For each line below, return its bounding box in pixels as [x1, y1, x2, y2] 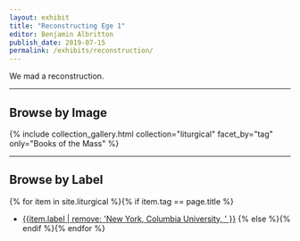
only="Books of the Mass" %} [9, 137, 120, 148]
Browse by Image [9, 104, 108, 120]
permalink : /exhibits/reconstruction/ [9, 46, 154, 55]
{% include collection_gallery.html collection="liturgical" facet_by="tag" [9, 129, 274, 139]
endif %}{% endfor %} [21, 222, 105, 233]
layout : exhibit [9, 12, 70, 22]
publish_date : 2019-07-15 [9, 37, 105, 47]
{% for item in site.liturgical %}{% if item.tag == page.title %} [9, 195, 234, 206]
